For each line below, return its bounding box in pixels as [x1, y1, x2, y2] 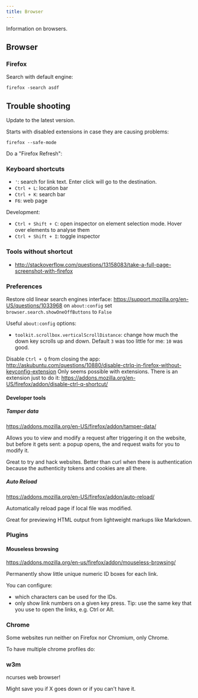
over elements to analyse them [14, 227, 90, 234]
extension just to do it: [6, 374, 60, 381]
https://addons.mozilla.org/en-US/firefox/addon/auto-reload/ [6, 493, 155, 500]
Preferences [6, 282, 43, 291]
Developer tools [6, 394, 46, 401]
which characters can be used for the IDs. [14, 593, 117, 600]
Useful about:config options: [6, 320, 77, 327]
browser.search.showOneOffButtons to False [6, 308, 112, 315]
